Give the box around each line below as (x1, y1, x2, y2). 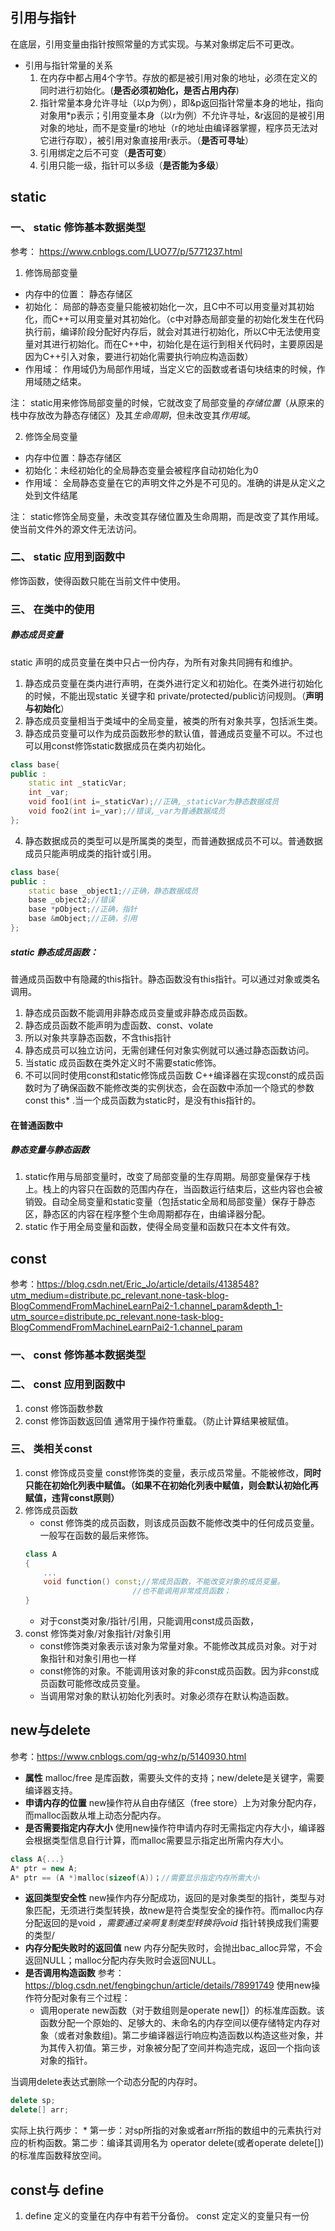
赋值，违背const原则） (24, 1491, 120, 1503)
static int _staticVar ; (28, 778, 128, 788)
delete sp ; (10, 2096, 56, 2106)
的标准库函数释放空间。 (10, 2149, 107, 2162)
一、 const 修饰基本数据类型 (10, 1348, 147, 1362)
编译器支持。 (24, 1784, 78, 1796)
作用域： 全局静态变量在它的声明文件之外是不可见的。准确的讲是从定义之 (24, 476, 326, 488)
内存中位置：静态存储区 (24, 451, 122, 463)
